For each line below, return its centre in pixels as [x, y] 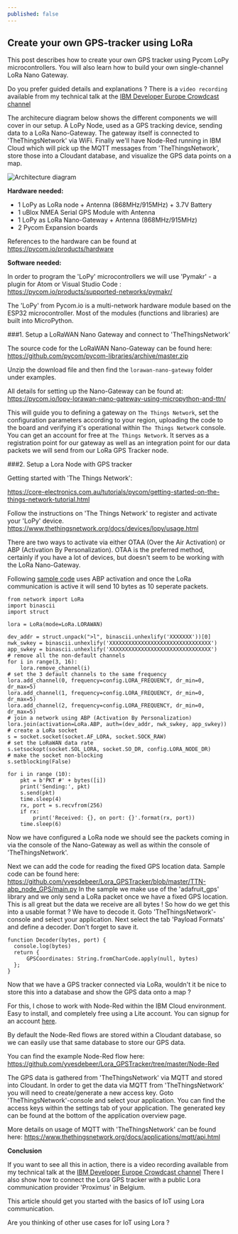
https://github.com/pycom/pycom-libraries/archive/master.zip [98, 356]
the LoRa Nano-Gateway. [44, 565]
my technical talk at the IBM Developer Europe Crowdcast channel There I [115, 1172]
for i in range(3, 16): [43, 662]
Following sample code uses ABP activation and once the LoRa [99, 579]
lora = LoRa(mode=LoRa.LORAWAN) [55, 625]
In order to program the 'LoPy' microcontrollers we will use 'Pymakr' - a [112, 277]
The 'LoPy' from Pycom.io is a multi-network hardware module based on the [119, 306]
